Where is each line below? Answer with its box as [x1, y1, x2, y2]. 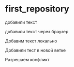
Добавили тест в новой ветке [5, 47, 66, 53]
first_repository [5, 3, 69, 14]
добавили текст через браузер [5, 28, 69, 34]
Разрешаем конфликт [5, 56, 50, 62]
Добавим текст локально [5, 38, 57, 44]
